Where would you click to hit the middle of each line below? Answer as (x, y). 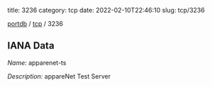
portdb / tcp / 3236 (35, 24)
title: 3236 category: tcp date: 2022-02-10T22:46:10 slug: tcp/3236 (106, 10)
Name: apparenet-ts (37, 62)
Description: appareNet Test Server (59, 76)
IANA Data (31, 46)
